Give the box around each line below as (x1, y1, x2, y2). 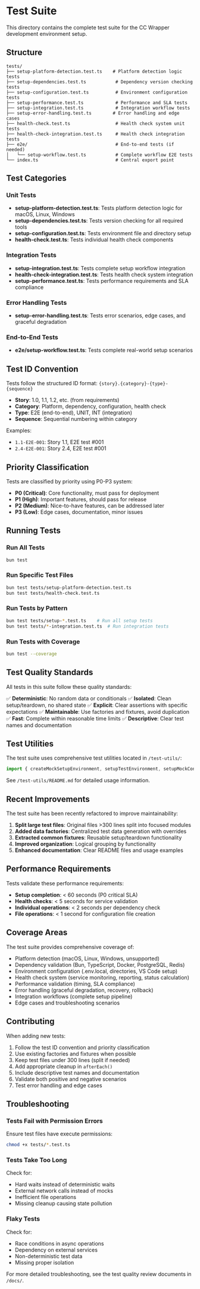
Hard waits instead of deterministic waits (14, 1181, 115, 1188)
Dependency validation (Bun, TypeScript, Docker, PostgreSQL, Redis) (14, 961, 185, 968)
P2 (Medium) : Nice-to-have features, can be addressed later (14, 502, 165, 509)
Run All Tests (6, 544, 45, 552)
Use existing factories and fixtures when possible (14, 1050, 136, 1057)
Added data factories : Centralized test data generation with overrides (14, 828, 187, 835)
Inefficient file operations (14, 1194, 76, 1201)
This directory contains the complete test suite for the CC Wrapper (6, 24, 170, 31)
